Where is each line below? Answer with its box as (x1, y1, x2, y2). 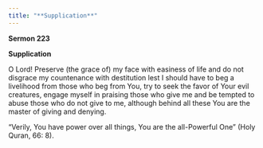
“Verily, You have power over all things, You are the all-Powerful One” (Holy (8, 122, 256, 131)
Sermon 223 (8, 33, 50, 43)
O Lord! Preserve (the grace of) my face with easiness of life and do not (8, 64, 245, 74)
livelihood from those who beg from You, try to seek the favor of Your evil (8, 81, 249, 91)
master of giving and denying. (8, 107, 107, 116)
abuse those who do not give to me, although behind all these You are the (8, 98, 251, 107)
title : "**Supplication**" (8, 11, 98, 20)
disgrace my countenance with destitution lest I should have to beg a (8, 72, 235, 82)
